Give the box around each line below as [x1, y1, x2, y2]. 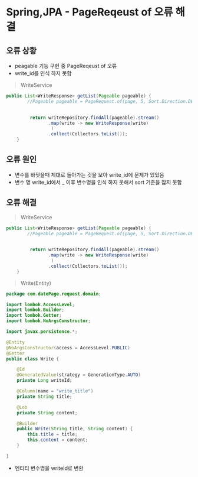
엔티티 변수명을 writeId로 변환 [14, 465, 84, 472]
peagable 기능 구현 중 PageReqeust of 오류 [14, 63, 117, 69]
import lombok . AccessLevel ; [6, 301, 75, 307]
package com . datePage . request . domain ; [6, 291, 101, 297]
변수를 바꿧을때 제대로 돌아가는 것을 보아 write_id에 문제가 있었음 [14, 171, 164, 178]
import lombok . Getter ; [6, 313, 62, 319]
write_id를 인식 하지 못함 [14, 70, 72, 77]
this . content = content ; [27, 437, 88, 443]
